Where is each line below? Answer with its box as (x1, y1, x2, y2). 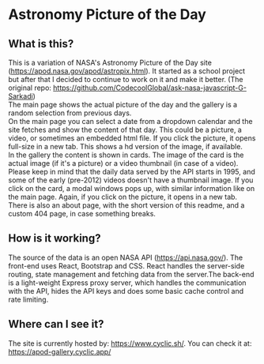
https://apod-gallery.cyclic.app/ (8, 347, 111, 356)
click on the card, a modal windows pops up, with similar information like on (8, 184, 255, 193)
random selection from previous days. (8, 108, 132, 118)
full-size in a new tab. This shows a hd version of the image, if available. (8, 142, 243, 151)
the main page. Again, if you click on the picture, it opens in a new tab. (8, 192, 238, 201)
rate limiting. (8, 295, 49, 304)
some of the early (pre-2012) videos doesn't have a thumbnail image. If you (8, 175, 254, 185)
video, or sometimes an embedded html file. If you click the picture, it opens (8, 133, 256, 143)
